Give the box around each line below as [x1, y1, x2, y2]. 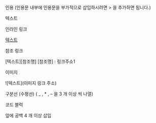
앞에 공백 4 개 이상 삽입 [5, 112, 52, 118]
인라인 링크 [5, 26, 27, 32]
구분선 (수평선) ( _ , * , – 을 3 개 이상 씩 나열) [5, 91, 93, 97]
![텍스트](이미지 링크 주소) [5, 80, 57, 86]
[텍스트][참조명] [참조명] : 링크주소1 [5, 58, 75, 65]
